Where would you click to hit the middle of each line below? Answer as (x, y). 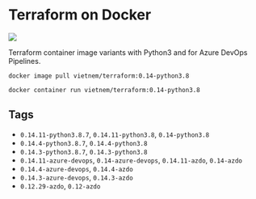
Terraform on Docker (80, 15)
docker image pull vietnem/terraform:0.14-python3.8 (99, 76)
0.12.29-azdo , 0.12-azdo (60, 186)
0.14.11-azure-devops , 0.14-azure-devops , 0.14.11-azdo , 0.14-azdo (131, 160)
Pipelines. (25, 61)
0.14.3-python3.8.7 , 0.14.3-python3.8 (84, 151)
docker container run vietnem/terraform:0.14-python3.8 (104, 90)
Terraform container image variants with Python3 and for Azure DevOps (128, 52)
